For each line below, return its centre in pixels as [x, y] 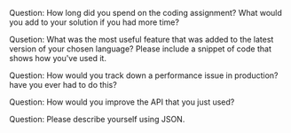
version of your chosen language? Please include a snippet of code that [141, 49]
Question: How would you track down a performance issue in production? [144, 75]
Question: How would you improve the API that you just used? [122, 102]
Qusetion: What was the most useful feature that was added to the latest [142, 39]
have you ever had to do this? [63, 85]
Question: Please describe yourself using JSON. [97, 119]
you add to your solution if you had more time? [94, 22]
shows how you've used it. [58, 58]
